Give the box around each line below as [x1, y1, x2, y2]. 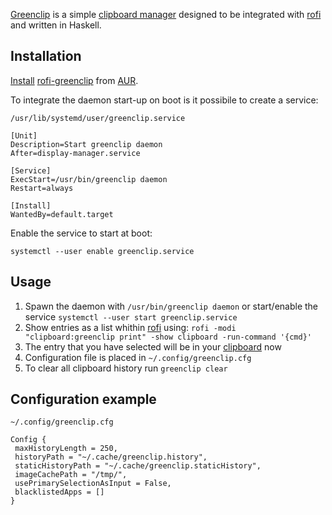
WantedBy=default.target [10, 209, 114, 219]
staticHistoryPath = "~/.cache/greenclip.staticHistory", [14, 461, 262, 471]
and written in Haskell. [10, 19, 102, 31]
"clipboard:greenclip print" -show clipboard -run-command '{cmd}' [24, 332, 312, 342]
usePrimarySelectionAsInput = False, [14, 479, 172, 489]
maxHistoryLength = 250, [14, 444, 118, 454]
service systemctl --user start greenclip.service [24, 310, 238, 323]
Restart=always [10, 183, 74, 193]
